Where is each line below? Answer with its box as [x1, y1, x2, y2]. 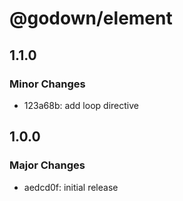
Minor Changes [9, 77, 86, 91]
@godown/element [9, 7, 173, 30]
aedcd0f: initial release [23, 181, 119, 193]
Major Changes [9, 158, 86, 172]
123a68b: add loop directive [23, 99, 139, 111]
